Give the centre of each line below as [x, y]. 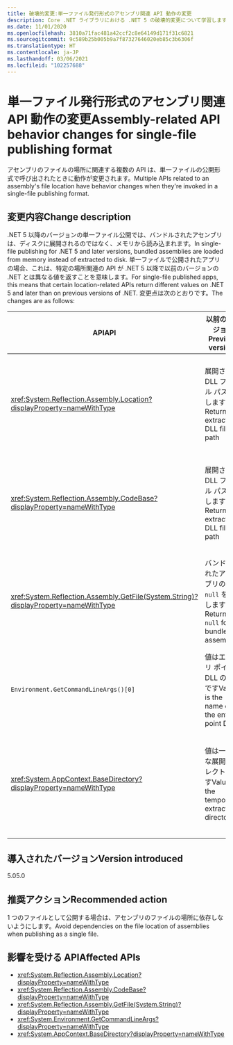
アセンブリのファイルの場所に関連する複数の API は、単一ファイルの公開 [111, 169]
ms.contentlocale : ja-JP [43, 53]
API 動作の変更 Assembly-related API [114, 119]
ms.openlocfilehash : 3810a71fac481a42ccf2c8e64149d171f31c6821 [101, 33]
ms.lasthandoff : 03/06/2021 [48, 59]
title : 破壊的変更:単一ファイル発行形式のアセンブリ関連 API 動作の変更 [100, 14]
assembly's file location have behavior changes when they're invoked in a [113, 186]
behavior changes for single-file [102, 135]
